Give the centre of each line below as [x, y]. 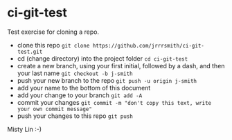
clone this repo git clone [53, 45]
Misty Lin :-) [25, 129]
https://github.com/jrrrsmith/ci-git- [148, 46]
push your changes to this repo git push [75, 116]
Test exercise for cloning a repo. [53, 32]
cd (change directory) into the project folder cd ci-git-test [102, 58]
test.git [30, 52]
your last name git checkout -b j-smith [75, 73]
